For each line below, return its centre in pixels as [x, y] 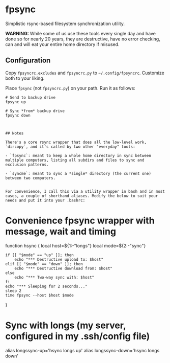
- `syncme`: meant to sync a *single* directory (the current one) [78, 173]
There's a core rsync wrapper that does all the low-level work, [76, 142]
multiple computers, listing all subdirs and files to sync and [75, 160]
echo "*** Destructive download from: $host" [64, 268]
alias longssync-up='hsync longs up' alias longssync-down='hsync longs [82, 350]
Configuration [28, 61]
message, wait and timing [61, 231]
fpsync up [16, 102]
